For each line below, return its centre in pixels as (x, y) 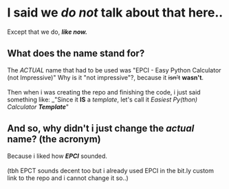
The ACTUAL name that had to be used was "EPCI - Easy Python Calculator (114, 70)
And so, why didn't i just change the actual (101, 129)
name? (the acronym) (54, 139)
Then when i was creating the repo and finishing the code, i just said (104, 92)
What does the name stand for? (76, 53)
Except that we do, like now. (47, 32)
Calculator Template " (38, 107)
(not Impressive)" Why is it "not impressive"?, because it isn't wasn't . (106, 77)
